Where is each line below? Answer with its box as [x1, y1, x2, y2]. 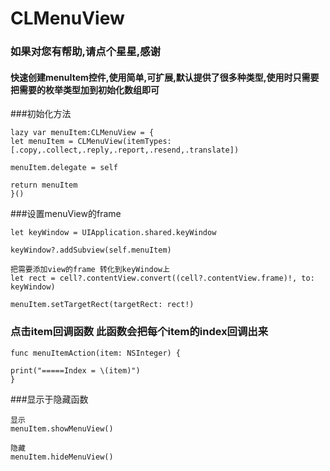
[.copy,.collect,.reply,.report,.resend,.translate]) [10, 145, 240, 156]
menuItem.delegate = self [10, 163, 118, 173]
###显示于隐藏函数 [10, 393, 89, 405]
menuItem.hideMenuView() [10, 452, 114, 462]
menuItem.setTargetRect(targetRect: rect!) [10, 300, 195, 310]
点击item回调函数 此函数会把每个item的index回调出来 [10, 325, 269, 339]
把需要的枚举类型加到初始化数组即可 [10, 83, 160, 96]
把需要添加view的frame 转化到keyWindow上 [10, 265, 170, 275]
